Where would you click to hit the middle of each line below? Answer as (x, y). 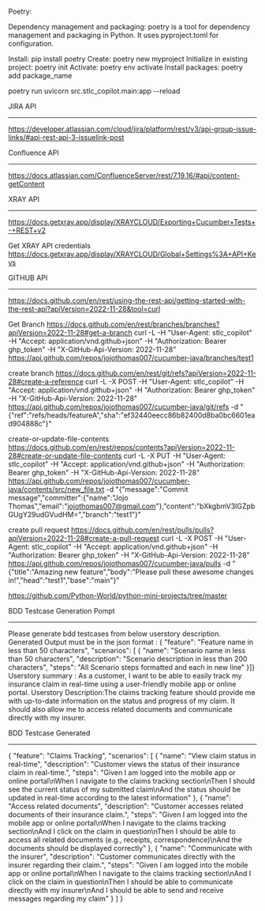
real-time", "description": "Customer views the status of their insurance (124, 764)
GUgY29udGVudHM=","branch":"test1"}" (75, 514)
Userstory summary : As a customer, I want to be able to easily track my (125, 676)
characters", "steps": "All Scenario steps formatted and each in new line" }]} (132, 667)
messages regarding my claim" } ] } (66, 898)
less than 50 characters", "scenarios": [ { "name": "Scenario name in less (127, 650)
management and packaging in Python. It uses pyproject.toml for (114, 35)
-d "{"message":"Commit (147, 489)
